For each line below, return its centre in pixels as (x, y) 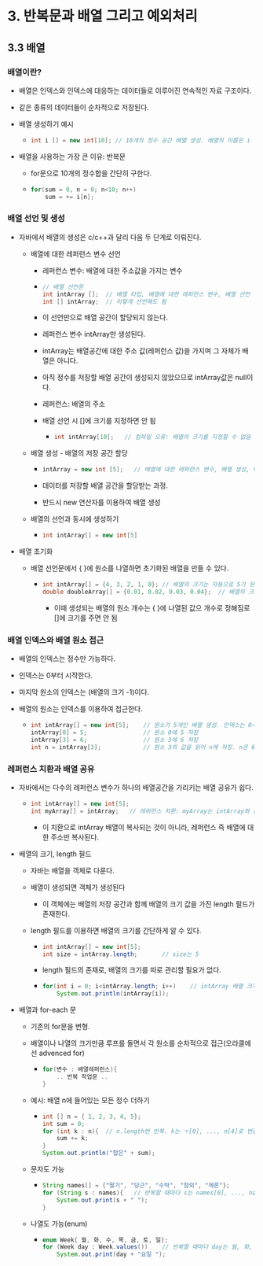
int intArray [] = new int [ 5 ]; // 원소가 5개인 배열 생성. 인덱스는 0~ (143, 725)
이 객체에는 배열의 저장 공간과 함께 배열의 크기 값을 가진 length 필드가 (148, 904)
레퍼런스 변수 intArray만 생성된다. (94, 334)
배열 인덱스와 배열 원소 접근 (56, 640)
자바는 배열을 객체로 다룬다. (72, 870)
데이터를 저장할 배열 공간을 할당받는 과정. (105, 485)
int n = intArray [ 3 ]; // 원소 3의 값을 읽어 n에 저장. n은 (139, 747)
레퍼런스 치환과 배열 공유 (51, 769)
